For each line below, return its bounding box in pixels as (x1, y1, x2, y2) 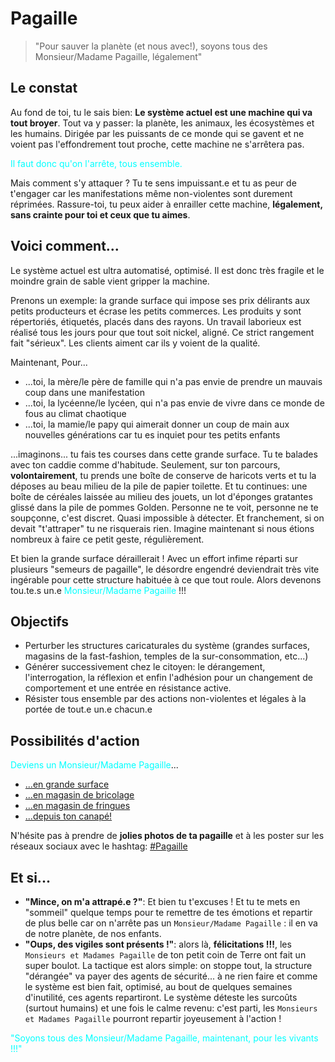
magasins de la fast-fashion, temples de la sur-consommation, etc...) (24, 650, 309, 662)
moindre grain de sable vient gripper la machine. (10, 275, 210, 287)
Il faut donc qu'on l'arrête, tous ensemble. (10, 157, 183, 169)
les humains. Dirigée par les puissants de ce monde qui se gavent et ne (10, 127, 305, 139)
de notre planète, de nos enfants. (24, 928, 162, 939)
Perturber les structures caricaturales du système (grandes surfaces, (24, 640, 311, 652)
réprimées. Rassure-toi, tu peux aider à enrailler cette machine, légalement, (10, 198, 323, 210)
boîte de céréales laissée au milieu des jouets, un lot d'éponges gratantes (10, 490, 313, 502)
